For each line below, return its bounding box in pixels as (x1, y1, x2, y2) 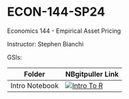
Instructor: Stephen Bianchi (7, 40, 84, 48)
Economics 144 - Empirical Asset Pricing (7, 27, 121, 35)
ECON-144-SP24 (7, 4, 106, 20)
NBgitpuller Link (65, 69, 119, 79)
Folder (23, 69, 46, 79)
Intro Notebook (10, 81, 59, 90)
